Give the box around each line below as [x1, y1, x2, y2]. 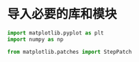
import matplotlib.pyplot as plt [7, 29, 104, 37]
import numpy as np [7, 36, 64, 43]
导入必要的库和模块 [7, 6, 117, 22]
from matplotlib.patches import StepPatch [7, 48, 132, 55]
